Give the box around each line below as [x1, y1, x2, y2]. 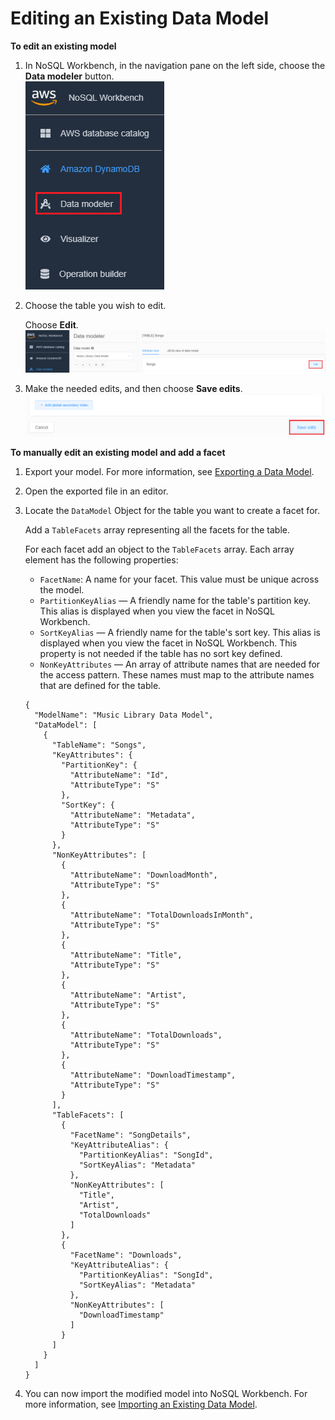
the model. [39, 583, 85, 596]
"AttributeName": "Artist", [69, 990, 187, 1000]
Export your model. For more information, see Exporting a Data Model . [24, 465, 315, 477]
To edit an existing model [10, 40, 117, 52]
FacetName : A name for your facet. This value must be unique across [39, 573, 320, 585]
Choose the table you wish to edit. [24, 299, 167, 311]
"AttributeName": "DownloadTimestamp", [69, 1070, 237, 1080]
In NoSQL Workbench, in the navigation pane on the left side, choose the [24, 59, 326, 71]
